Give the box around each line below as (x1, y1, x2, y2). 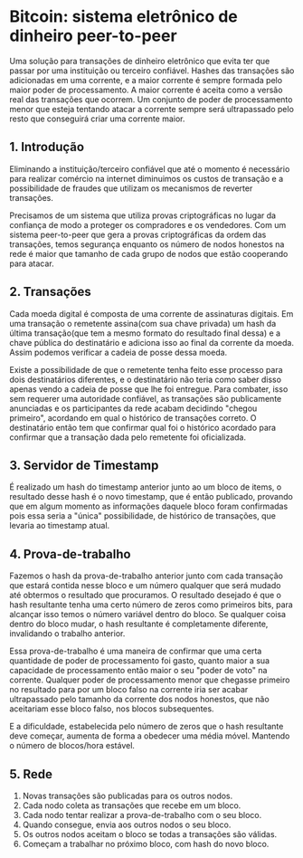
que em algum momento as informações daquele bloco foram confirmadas (9, 500, 289, 512)
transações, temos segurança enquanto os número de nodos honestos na (9, 238, 285, 250)
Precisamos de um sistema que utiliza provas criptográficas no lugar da (9, 210, 277, 221)
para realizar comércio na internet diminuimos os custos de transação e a (9, 173, 284, 184)
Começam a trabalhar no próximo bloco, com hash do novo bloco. (22, 839, 270, 849)
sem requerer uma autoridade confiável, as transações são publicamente (9, 393, 282, 404)
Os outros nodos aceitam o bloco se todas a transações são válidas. (22, 829, 278, 839)
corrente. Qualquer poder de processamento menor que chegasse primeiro (9, 674, 290, 685)
